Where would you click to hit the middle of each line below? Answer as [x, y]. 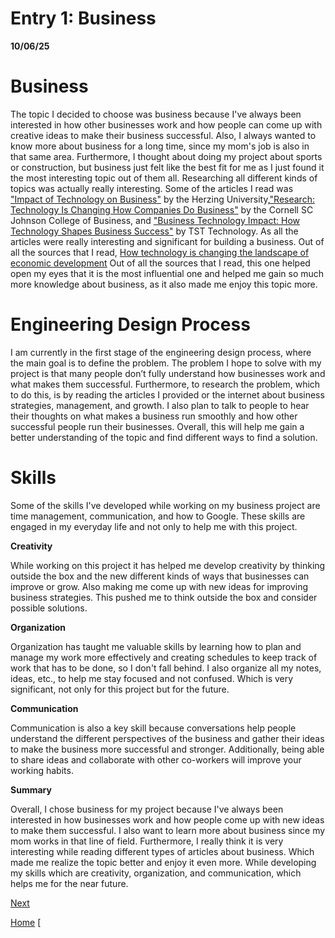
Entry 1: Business [83, 18]
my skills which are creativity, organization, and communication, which [156, 873]
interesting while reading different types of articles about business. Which [162, 851]
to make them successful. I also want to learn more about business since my [168, 830]
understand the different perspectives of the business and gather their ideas [167, 738]
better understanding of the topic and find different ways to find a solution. [164, 437]
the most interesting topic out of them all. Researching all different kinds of [164, 178]
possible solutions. [49, 608]
